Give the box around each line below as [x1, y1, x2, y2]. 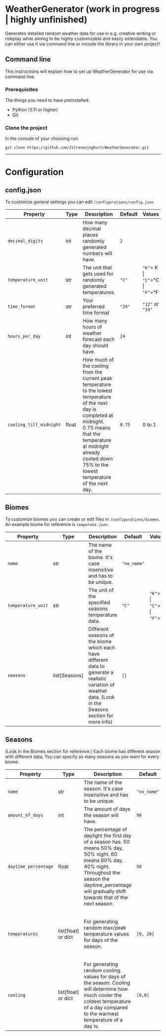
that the [82, 430, 101, 437]
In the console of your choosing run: [5, 136, 79, 141]
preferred [82, 303, 105, 310]
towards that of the [83, 894, 128, 901]
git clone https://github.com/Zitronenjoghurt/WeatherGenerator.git [5, 145, 149, 150]
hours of [82, 324, 102, 330]
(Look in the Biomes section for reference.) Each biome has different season [5, 748, 161, 754]
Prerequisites [5, 86, 38, 93]
